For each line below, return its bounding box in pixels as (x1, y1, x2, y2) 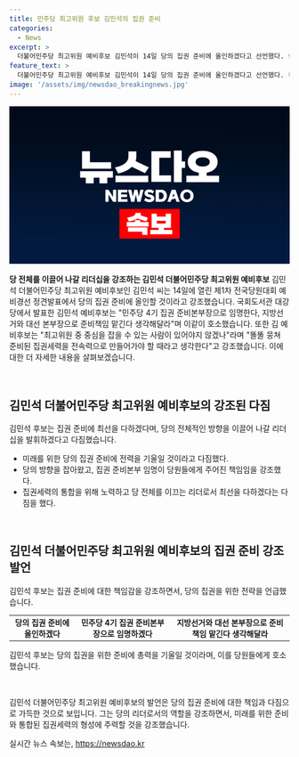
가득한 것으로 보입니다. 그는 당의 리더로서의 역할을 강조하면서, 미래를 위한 (18, 708, 273, 719)
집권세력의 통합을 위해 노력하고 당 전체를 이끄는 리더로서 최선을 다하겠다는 (21, 486, 279, 498)
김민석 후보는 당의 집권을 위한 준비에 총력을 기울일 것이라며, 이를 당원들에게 (9, 650, 271, 661)
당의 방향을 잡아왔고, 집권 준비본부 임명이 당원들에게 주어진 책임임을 (21, 464, 258, 476)
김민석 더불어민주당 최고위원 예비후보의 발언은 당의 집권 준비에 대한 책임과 (9, 697, 266, 708)
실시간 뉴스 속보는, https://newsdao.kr (9, 738, 145, 749)
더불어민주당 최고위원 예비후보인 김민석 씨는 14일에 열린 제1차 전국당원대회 (18, 285, 278, 296)
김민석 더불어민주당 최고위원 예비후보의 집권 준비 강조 (9, 543, 285, 558)
